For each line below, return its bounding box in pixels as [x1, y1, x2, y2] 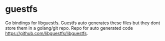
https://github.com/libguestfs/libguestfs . [5, 30, 88, 36]
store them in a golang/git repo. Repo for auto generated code [5, 25, 133, 31]
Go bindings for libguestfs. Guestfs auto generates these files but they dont [5, 20, 160, 26]
